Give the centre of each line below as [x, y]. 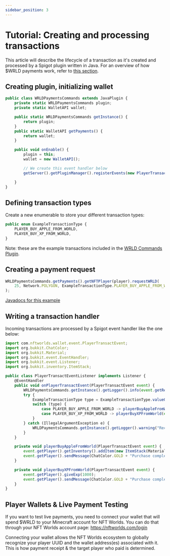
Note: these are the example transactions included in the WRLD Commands [84, 248]
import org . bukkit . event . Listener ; [43, 362]
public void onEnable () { [42, 150]
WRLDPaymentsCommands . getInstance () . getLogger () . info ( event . [89, 390]
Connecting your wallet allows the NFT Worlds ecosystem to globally [77, 537]
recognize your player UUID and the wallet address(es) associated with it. [82, 543]
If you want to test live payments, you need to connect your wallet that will [83, 517]
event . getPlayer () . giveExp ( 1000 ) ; [60, 475]
